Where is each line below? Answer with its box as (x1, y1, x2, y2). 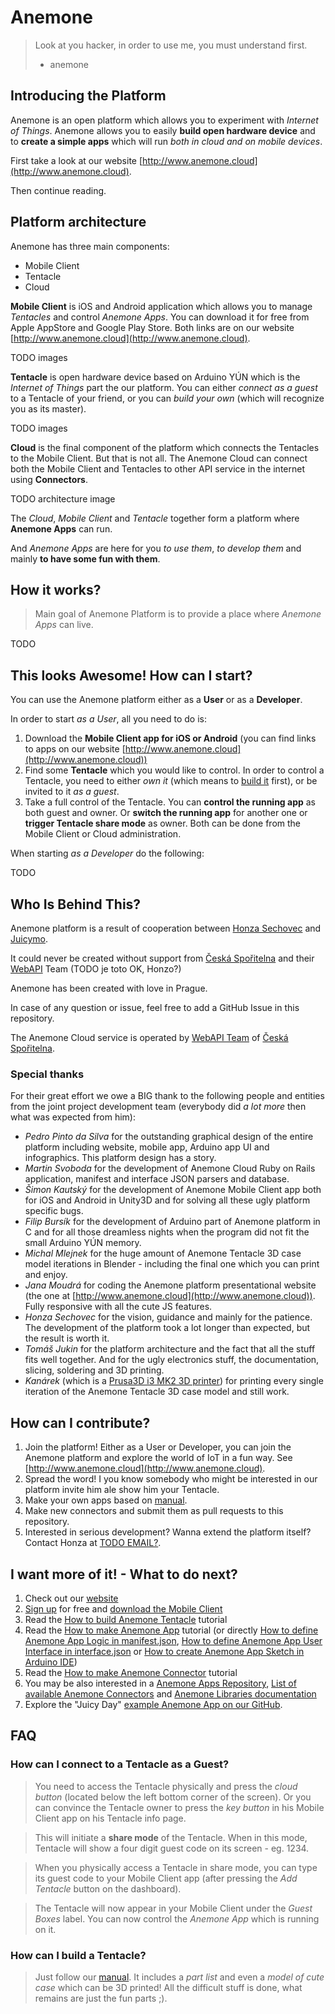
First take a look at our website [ (10, 154, 143, 166)
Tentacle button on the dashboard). (34, 1882, 182, 1895)
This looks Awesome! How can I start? (10, 667, 253, 684)
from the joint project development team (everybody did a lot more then (10, 1101, 307, 1113)
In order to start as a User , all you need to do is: (10, 713, 207, 725)
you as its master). (10, 402, 87, 415)
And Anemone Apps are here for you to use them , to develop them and (10, 542, 302, 554)
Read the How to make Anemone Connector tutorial (24, 1666, 238, 1678)
